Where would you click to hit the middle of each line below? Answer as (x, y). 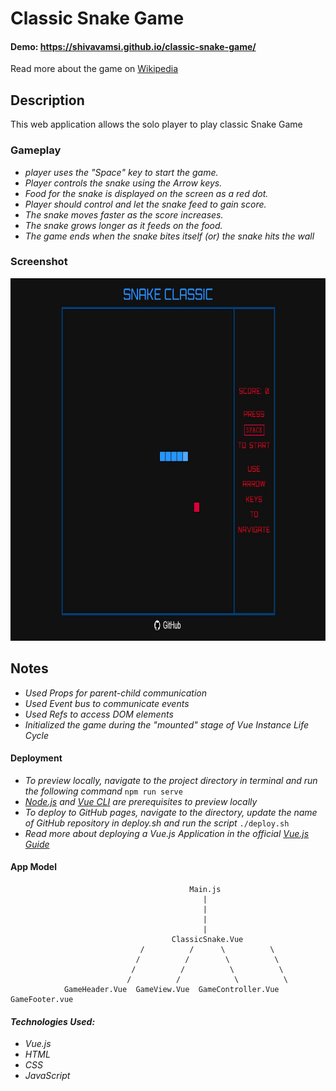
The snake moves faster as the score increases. (124, 214)
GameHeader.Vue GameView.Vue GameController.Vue (171, 990)
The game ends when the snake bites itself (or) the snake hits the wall (169, 236)
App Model (34, 867)
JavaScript (47, 1076)
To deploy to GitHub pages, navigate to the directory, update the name (171, 812)
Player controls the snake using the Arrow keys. (123, 183)
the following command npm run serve (103, 791)
